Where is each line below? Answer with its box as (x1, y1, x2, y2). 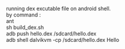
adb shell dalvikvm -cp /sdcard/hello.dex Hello (6, 37, 120, 43)
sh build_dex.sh (6, 24, 44, 31)
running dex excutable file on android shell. (6, 5, 111, 12)
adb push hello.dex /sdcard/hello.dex (6, 30, 97, 37)
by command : (6, 11, 41, 18)
